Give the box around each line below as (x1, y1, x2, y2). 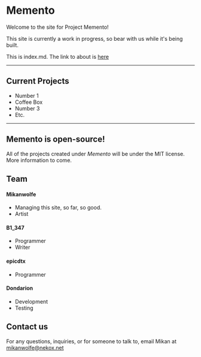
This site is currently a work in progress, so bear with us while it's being (6, 35, 183, 42)
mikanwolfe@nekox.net (6, 344, 64, 351)
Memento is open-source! (6, 134, 105, 145)
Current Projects (6, 76, 69, 86)
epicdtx (6, 257, 26, 265)
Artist (14, 211, 29, 218)
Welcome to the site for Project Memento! (6, 23, 109, 31)
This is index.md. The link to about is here (6, 53, 109, 60)
